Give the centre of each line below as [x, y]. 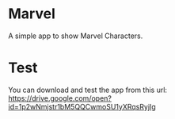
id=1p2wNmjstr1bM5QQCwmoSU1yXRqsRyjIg [82, 106]
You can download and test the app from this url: [88, 90]
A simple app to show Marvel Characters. [76, 36]
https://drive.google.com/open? [60, 98]
